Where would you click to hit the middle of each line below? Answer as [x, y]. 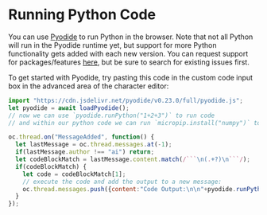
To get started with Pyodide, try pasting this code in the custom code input [130, 77]
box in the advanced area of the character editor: [89, 86]
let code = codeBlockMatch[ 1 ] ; [74, 174]
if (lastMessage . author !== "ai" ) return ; [85, 152]
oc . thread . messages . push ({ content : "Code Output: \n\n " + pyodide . [130, 189]
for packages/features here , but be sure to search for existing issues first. [129, 62]
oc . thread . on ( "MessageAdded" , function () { [81, 137]
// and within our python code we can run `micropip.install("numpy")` [129, 123]
